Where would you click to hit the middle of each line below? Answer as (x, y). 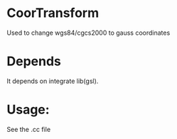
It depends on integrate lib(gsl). (53, 81)
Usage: (28, 110)
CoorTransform (53, 13)
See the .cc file (29, 129)
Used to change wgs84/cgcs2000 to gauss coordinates (88, 33)
